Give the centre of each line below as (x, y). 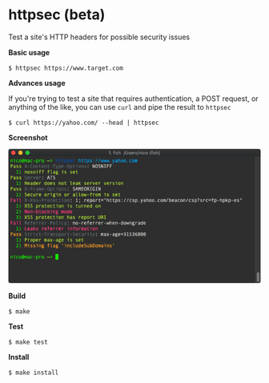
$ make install (34, 373)
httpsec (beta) (57, 15)
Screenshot (28, 137)
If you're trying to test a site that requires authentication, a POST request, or (133, 99)
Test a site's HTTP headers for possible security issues (99, 37)
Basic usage (29, 52)
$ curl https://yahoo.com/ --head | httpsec (84, 123)
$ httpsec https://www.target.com (66, 68)
